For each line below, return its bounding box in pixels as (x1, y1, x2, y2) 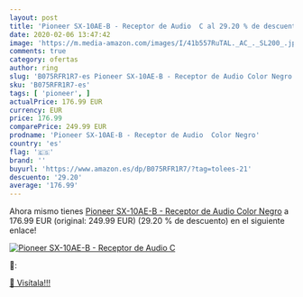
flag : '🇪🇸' (9, 147, 54, 156)
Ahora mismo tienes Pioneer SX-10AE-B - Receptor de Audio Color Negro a (9, 206, 289, 217)
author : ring (9, 64, 59, 73)
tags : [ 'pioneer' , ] (9, 88, 91, 97)
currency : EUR (9, 106, 63, 115)
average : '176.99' (9, 181, 78, 190)
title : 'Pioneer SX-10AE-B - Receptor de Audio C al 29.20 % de (9, 22, 260, 31)
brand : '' (9, 155, 47, 165)
